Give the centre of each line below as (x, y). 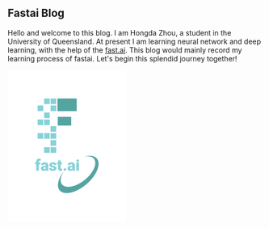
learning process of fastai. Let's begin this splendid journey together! (122, 58)
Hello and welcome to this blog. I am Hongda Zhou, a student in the (120, 32)
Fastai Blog (36, 13)
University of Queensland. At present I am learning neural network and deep (134, 41)
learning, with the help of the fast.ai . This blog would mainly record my (125, 50)
